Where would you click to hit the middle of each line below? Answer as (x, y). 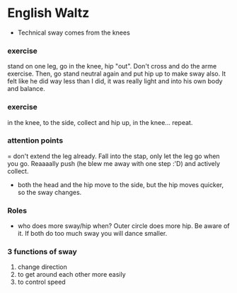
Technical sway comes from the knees (74, 32)
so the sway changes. (50, 192)
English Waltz (48, 13)
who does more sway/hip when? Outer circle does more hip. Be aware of (123, 226)
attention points (35, 140)
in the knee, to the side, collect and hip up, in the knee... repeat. (100, 122)
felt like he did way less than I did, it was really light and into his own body (115, 81)
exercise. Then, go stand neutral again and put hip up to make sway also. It (117, 74)
